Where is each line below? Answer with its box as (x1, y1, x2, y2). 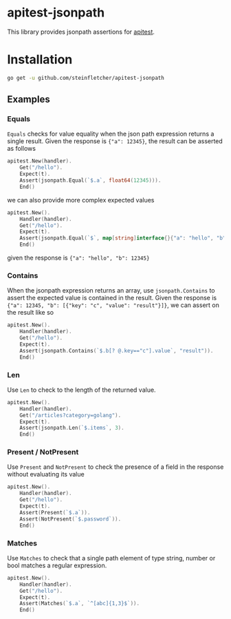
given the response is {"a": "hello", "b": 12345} (7, 253, 150, 262)
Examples (7, 94, 50, 105)
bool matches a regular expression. (7, 561, 107, 569)
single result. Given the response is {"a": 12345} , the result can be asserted (7, 137, 223, 145)
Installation (7, 52, 73, 67)
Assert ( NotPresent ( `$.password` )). (19, 515, 122, 523)
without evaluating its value (7, 470, 85, 479)
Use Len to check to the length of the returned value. (7, 386, 156, 394)
